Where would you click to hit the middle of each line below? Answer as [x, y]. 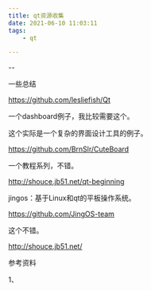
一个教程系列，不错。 [43, 166]
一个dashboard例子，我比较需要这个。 [71, 116]
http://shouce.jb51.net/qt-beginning [66, 182]
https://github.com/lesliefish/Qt [60, 100]
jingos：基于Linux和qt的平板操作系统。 [72, 198]
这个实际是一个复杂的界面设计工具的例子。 [78, 133]
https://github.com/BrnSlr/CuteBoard [69, 149]
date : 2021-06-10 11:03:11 [53, 23]
